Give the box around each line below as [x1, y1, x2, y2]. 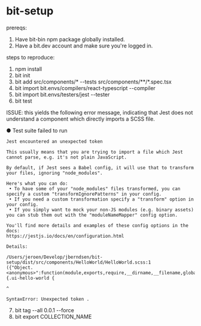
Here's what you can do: [6, 180, 68, 187]
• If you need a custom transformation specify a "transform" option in [8, 196, 194, 202]
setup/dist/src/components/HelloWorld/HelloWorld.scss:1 [6, 259, 151, 265]
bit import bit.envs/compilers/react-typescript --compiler [14, 84, 156, 91]
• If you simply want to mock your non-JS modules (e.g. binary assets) [8, 207, 194, 213]
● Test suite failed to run [6, 127, 68, 134]
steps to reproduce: [6, 53, 55, 61]
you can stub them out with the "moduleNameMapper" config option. [6, 212, 178, 218]
